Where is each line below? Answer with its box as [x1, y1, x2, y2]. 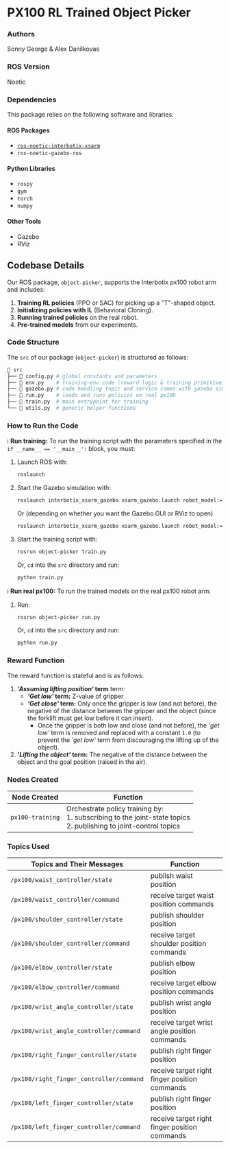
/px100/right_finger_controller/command [10, 1076, 144, 1083]
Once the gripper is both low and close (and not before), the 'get [37, 721, 220, 729]
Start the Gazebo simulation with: [16, 484, 112, 492]
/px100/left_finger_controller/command [10, 1124, 140, 1131]
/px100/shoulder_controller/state [10, 916, 123, 924]
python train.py [16, 574, 64, 581]
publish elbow [150, 959, 196, 968]
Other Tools [7, 218, 42, 226]
